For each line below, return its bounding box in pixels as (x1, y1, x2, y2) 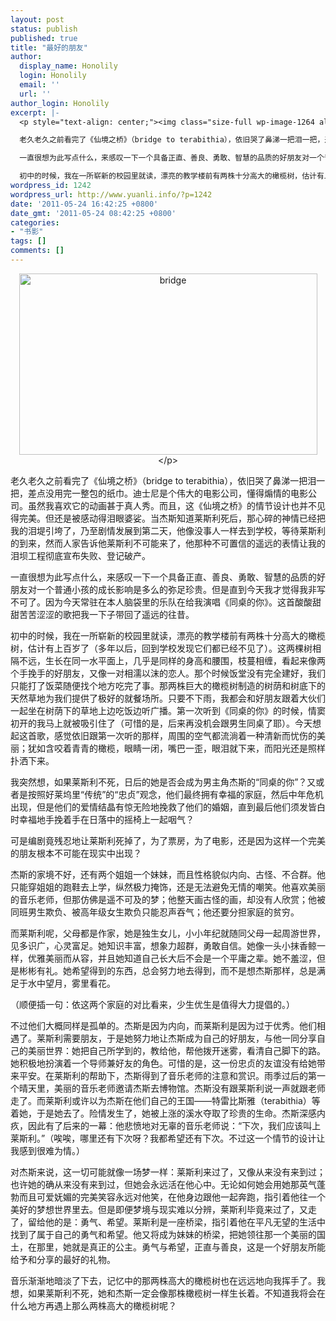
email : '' (19, 80, 60, 90)
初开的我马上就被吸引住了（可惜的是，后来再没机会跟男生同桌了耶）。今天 (10, 717, 313, 729)
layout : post (10, 14, 65, 25)
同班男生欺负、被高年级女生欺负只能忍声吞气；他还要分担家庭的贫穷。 (10, 906, 300, 918)
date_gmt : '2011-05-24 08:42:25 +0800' (10, 208, 177, 218)
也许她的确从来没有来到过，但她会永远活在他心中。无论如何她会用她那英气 (10, 1178, 317, 1190)
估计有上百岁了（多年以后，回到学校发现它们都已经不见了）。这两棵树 (27, 642, 313, 654)
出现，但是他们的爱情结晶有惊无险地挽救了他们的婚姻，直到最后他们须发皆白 (10, 801, 326, 813)
